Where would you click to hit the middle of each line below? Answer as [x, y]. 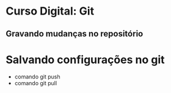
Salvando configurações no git [85, 60]
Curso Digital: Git [50, 11]
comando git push [37, 77]
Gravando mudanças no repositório [75, 34]
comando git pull [36, 83]
